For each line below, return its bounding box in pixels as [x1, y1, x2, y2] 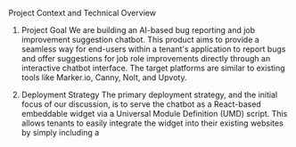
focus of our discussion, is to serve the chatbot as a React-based [21, 99, 262, 110]
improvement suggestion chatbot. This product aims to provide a [21, 35, 259, 45]
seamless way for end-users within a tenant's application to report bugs [21, 44, 286, 54]
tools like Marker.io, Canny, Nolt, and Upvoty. [21, 72, 187, 83]
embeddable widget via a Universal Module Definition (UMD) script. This [21, 109, 288, 118]
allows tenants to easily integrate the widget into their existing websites [21, 118, 284, 128]
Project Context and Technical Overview [8, 8, 157, 18]
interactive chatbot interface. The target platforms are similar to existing [21, 62, 286, 73]
